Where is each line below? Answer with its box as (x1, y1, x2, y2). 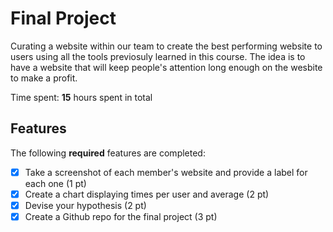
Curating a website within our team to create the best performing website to (10, 40, 323, 52)
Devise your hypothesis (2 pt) (24, 199, 147, 211)
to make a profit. (10, 72, 78, 84)
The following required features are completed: (10, 147, 206, 159)
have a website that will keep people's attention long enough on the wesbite (10, 61, 323, 73)
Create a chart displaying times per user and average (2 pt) (24, 188, 270, 200)
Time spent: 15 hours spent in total (10, 91, 153, 103)
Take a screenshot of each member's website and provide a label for (24, 166, 308, 178)
